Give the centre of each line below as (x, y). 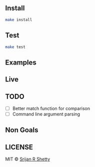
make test (15, 47)
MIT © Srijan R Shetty (28, 159)
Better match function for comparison (51, 108)
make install (19, 19)
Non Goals (22, 130)
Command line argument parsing (46, 114)
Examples (21, 62)
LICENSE (19, 147)
